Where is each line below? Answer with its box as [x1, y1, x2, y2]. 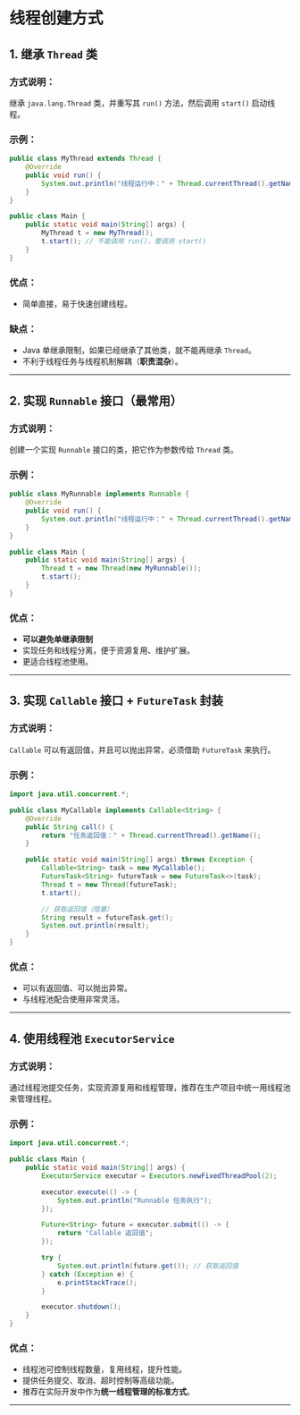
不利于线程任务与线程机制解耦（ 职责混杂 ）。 [21, 356, 183, 367]
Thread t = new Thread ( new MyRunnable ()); [41, 564, 202, 573]
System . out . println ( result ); [41, 921, 150, 930]
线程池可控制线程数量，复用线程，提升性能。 [21, 1364, 187, 1375]
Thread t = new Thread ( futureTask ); [41, 880, 178, 889]
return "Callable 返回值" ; [56, 1229, 154, 1238]
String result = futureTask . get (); [41, 913, 174, 922]
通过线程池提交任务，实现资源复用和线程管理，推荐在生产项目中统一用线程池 [9, 1082, 291, 1093]
